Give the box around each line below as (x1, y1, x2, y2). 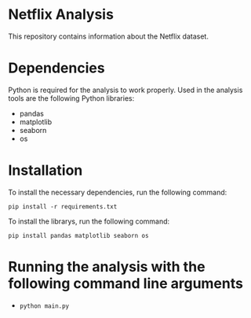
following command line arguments (8, 275, 243, 292)
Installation (8, 161, 83, 179)
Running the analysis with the (8, 258, 206, 275)
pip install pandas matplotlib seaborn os (8, 231, 149, 239)
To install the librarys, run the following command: (8, 216, 170, 226)
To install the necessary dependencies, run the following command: (8, 187, 227, 197)
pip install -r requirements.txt (8, 202, 118, 210)
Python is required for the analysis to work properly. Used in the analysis (8, 85, 243, 94)
